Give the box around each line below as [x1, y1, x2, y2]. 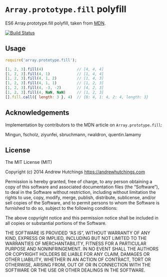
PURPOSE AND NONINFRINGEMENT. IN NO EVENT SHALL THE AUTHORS [5, 246, 159, 252]
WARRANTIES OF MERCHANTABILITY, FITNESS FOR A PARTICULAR [5, 240, 146, 246]
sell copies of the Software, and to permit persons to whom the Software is [5, 200, 160, 206]
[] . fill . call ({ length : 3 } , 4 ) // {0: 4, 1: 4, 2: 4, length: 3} [5, 94, 149, 100]
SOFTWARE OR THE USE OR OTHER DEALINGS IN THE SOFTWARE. [5, 267, 145, 273]
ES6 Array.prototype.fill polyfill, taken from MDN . [5, 20, 106, 26]
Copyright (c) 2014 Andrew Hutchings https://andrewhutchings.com [5, 169, 145, 175]
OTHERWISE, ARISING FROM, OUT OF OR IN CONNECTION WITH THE [5, 262, 151, 268]
